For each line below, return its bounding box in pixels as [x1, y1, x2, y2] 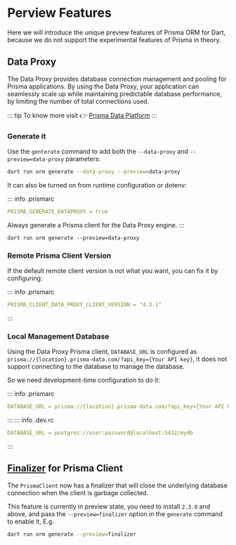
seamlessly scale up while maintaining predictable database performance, [7, 89, 223, 98]
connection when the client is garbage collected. [7, 488, 149, 497]
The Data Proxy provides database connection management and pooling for [7, 74, 227, 83]
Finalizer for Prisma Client [7, 462, 123, 475]
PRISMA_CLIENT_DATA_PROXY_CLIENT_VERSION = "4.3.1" [7, 301, 162, 308]
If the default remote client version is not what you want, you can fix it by [7, 267, 218, 275]
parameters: [65, 155, 101, 163]
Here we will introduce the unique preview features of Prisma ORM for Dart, [7, 28, 226, 37]
